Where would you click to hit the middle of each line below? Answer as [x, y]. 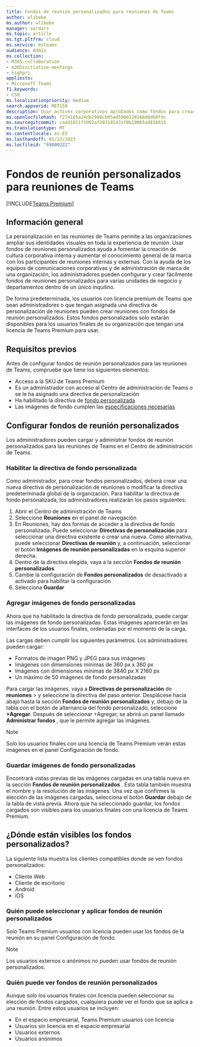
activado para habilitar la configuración [63, 581]
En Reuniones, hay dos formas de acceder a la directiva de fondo [95, 524]
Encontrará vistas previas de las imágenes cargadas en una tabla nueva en [98, 778]
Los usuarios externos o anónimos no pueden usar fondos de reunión [91, 961]
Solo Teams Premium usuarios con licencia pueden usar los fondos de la [95, 931]
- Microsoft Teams [29, 84]
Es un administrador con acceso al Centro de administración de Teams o [104, 388]
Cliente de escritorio [40, 882]
